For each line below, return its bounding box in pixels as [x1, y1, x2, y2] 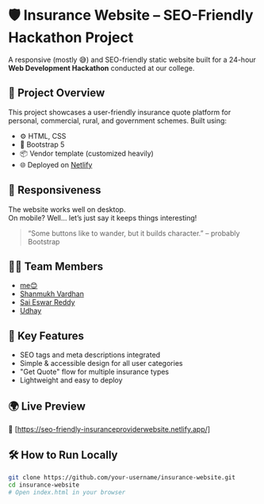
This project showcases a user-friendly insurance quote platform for [8, 107, 231, 117]
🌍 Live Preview [8, 399, 86, 413]
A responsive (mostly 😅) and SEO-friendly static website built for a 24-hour [8, 55, 256, 64]
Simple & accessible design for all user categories [19, 359, 183, 368]
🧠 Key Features [8, 329, 85, 342]
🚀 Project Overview [8, 87, 105, 100]
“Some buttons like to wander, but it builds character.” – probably [27, 228, 240, 238]
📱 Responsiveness [8, 183, 101, 197]
